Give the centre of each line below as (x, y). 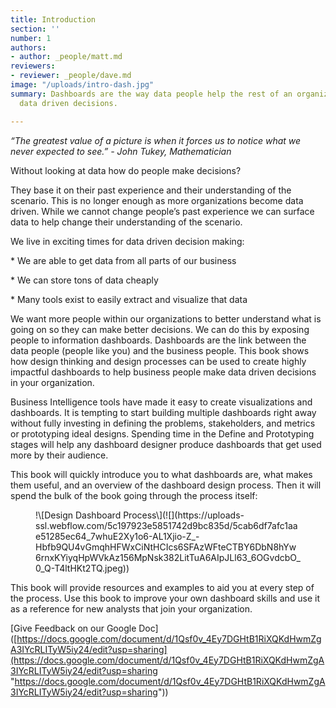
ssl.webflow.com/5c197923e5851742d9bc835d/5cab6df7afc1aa (166, 525)
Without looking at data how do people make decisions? (126, 170)
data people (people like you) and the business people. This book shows (160, 350)
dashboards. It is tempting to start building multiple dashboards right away (163, 412)
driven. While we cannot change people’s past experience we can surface (162, 211)
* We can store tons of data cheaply (84, 280)
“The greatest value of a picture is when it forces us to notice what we (156, 140)
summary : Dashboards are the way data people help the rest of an (151, 94)
